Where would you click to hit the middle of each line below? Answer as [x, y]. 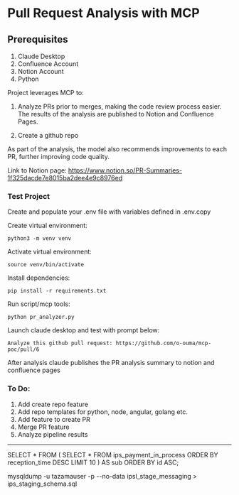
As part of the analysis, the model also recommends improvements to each [117, 149]
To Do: [19, 388]
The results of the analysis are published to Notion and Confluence [116, 114]
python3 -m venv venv [39, 239]
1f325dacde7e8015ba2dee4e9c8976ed [65, 178]
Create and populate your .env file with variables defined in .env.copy [109, 212]
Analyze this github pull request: [60, 343]
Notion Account [41, 71]
